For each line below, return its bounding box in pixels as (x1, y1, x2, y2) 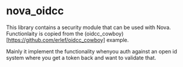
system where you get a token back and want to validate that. (6, 54, 156, 61)
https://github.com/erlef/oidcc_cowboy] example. (8, 36, 129, 43)
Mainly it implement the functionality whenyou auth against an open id (6, 47, 178, 55)
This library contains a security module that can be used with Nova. (6, 24, 171, 31)
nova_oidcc (6, 4, 64, 18)
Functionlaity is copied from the (6, 30, 84, 37)
